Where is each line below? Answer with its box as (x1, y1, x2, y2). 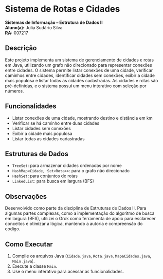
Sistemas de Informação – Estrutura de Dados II (5, 19, 103, 25)
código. (5, 226, 20, 232)
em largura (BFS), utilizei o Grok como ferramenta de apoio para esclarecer (5, 216, 156, 222)
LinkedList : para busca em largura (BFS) (12, 178, 94, 184)
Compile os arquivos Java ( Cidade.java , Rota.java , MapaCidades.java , (12, 253, 152, 259)
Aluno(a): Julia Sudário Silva (5, 24, 63, 30)
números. (5, 88, 24, 93)
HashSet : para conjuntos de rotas (12, 173, 78, 179)
